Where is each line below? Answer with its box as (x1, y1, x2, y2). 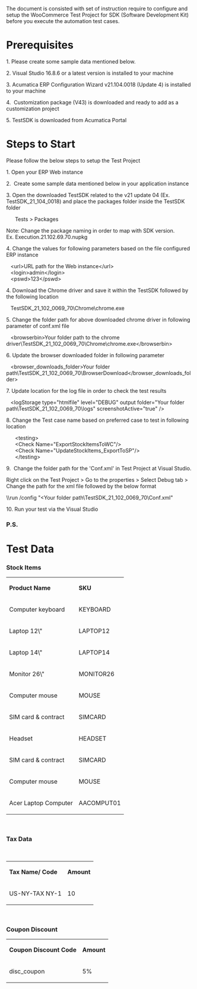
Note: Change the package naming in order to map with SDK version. (6, 227, 175, 234)
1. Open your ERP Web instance (6, 168, 83, 176)
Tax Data (6, 835, 33, 843)
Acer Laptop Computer (9, 799, 73, 807)
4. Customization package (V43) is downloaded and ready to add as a (6, 98, 179, 106)
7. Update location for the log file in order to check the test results (6, 387, 167, 394)
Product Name (9, 584, 51, 592)
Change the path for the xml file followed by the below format (6, 482, 157, 489)
